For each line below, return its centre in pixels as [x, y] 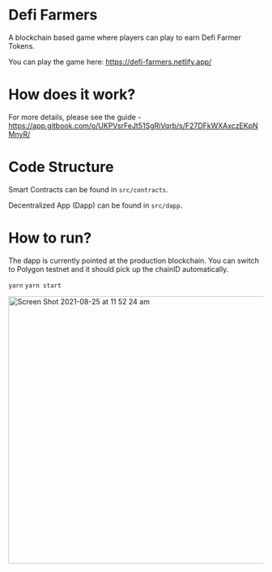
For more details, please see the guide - [75, 117]
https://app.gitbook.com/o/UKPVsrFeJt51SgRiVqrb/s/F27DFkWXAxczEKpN [134, 125]
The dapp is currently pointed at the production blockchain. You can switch [134, 260]
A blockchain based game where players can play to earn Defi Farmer [125, 37]
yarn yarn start [35, 286]
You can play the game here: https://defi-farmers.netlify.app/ [110, 62]
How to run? [50, 238]
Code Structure [61, 167]
